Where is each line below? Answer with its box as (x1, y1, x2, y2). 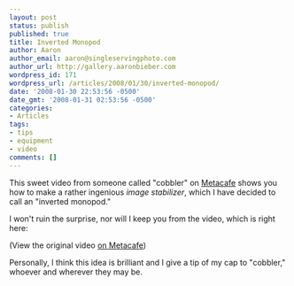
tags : (9, 120, 29, 129)
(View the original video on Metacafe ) (9, 240, 147, 251)
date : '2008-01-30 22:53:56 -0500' (9, 87, 141, 96)
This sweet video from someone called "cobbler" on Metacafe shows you (9, 177, 277, 188)
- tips (9, 128, 34, 137)
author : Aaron (9, 46, 62, 55)
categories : (9, 104, 53, 112)
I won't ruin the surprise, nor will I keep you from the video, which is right (9, 213, 276, 224)
